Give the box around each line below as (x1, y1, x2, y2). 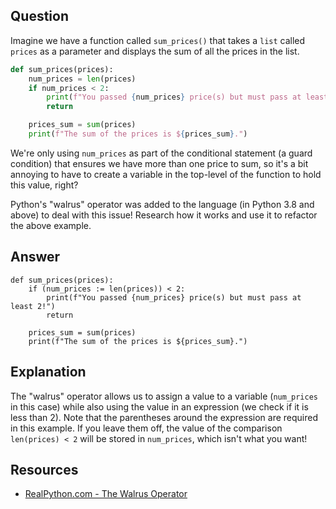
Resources (10, 461, 79, 478)
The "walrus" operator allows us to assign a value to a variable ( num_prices (10, 390, 319, 402)
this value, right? (10, 179, 79, 191)
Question (10, 8, 69, 25)
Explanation (10, 364, 87, 381)
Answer (10, 249, 61, 266)
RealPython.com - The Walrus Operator (24, 488, 188, 500)
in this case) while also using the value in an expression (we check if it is (10, 400, 309, 413)
